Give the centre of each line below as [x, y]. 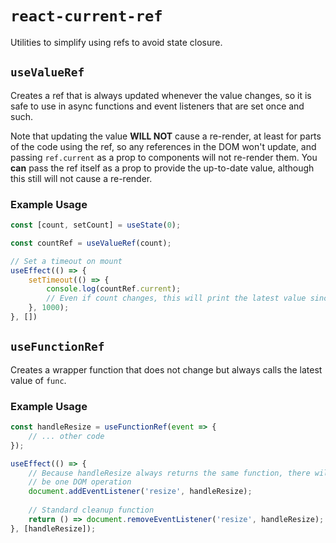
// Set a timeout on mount [66, 261]
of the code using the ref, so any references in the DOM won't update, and [163, 146]
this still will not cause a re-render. [81, 178]
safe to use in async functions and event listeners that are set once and [157, 106]
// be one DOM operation [80, 482]
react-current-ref [86, 16]
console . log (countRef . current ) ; [114, 289]
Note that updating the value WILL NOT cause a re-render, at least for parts [166, 136]
